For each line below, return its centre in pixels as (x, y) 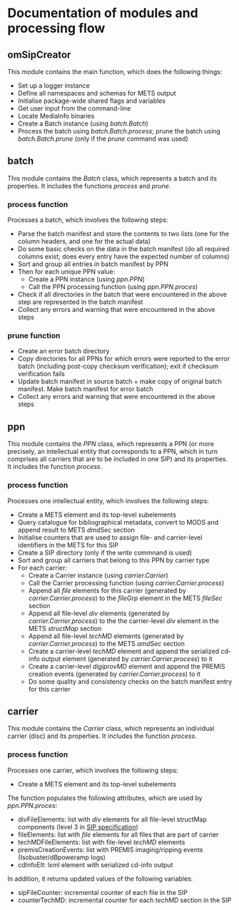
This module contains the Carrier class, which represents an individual (111, 729)
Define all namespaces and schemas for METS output (97, 93)
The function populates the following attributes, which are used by (105, 798)
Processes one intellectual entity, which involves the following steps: (108, 500)
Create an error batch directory (63, 351)
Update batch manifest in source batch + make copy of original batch (120, 381)
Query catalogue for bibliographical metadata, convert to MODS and (118, 522)
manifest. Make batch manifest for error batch (85, 389)
